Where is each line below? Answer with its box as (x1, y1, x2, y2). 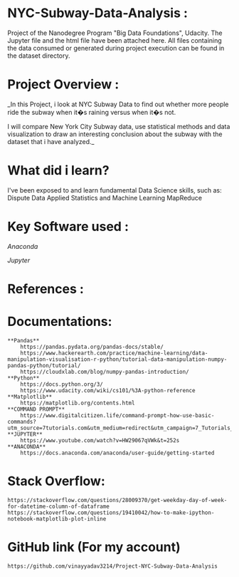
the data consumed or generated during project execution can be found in (7, 44, 225, 52)
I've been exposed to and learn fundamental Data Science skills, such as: (7, 185, 222, 194)
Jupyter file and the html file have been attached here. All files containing (7, 36, 222, 44)
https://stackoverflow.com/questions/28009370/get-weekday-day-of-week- (7, 496, 228, 504)
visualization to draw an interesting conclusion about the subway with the (7, 130, 223, 138)
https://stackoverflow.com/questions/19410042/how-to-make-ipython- (7, 509, 215, 516)
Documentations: (7, 314, 112, 330)
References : (7, 280, 84, 297)
